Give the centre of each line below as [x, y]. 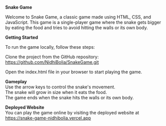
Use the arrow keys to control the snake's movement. [60, 87]
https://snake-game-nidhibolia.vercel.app [48, 118]
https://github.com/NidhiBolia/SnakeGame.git [52, 62]
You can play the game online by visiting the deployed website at [72, 113]
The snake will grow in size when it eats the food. [56, 92]
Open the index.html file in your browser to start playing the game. [74, 72]
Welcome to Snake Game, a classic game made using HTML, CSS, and [78, 17]
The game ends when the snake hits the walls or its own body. [69, 98]
